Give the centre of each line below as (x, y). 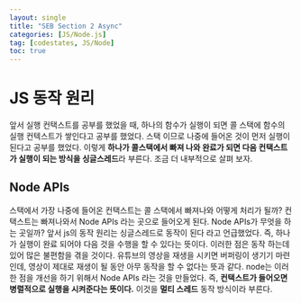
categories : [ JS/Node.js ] (58, 34)
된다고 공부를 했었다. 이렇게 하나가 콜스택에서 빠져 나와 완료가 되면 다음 (133, 147)
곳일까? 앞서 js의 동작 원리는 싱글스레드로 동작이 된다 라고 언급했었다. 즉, (146, 232)
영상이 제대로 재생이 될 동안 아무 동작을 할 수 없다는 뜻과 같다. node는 (150, 266)
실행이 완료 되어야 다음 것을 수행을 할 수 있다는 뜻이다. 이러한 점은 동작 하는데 (154, 244)
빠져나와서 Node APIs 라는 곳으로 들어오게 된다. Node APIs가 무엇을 (161, 221)
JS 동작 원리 (52, 98)
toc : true (28, 51)
